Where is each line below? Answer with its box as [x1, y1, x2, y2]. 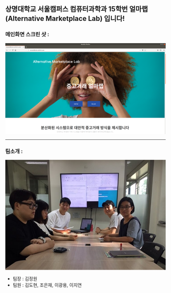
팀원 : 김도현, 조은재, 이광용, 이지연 [12, 282, 82, 288]
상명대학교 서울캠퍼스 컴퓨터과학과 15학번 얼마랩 [5, 5, 148, 14]
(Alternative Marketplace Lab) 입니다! [5, 14, 125, 23]
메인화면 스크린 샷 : [5, 31, 49, 38]
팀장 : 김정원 [12, 276, 38, 282]
